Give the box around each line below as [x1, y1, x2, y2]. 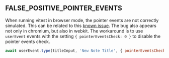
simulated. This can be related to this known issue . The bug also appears [5, 22, 157, 28]
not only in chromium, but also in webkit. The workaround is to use [5, 27, 143, 34]
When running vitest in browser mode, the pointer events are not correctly [5, 17, 159, 23]
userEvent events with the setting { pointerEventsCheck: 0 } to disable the [5, 33, 161, 39]
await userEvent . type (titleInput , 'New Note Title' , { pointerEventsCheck [5, 48, 165, 53]
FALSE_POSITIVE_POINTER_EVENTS [5, 4, 122, 12]
